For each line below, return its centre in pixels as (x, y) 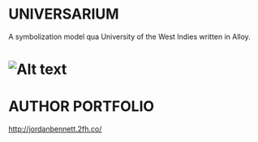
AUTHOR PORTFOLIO (82, 107)
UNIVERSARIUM (64, 14)
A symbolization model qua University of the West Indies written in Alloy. (130, 37)
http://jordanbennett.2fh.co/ (55, 129)
